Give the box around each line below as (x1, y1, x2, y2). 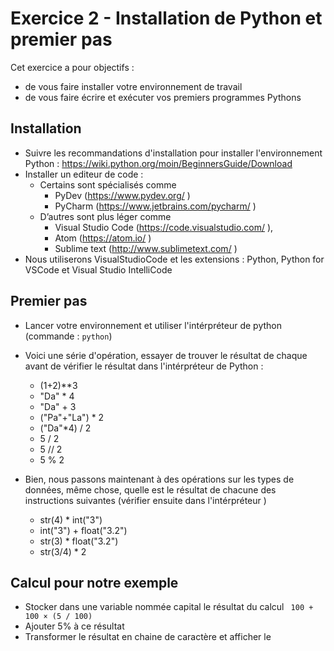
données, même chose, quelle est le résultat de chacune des (24, 483, 277, 496)
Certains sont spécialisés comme (39, 178, 177, 191)
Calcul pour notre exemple (10, 574, 179, 591)
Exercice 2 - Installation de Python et (10, 7, 323, 30)
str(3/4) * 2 (39, 545, 87, 557)
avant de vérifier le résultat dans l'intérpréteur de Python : (24, 360, 264, 372)
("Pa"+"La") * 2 (39, 411, 105, 423)
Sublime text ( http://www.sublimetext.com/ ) (54, 242, 238, 254)
